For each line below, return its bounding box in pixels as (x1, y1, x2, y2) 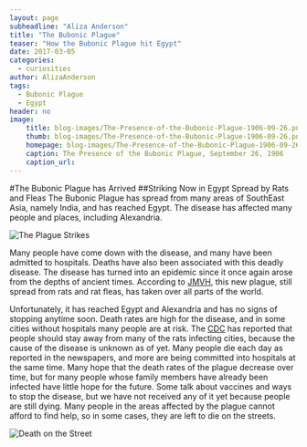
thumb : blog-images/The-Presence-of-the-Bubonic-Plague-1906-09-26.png (26, 132, 304, 141)
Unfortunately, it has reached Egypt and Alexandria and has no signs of (9, 303, 278, 315)
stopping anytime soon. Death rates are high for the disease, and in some (9, 313, 286, 324)
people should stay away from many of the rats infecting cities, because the (9, 332, 295, 343)
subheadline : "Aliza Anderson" (9, 22, 129, 31)
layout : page (9, 13, 59, 23)
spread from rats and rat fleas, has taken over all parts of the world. (9, 286, 264, 296)
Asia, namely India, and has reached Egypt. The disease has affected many (9, 202, 292, 213)
